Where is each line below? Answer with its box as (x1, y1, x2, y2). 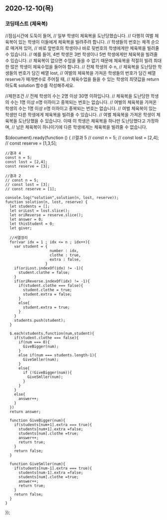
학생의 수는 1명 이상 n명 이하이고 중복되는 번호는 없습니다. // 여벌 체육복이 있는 (5, 105, 157, 111)
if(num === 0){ (18, 340, 50, 345)
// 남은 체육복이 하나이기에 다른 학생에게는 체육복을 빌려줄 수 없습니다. (11, 124, 148, 130)
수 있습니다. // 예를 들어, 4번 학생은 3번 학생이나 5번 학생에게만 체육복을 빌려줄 (5, 51, 158, 57)
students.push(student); (14, 318, 66, 323)
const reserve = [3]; (5, 164, 50, 169)
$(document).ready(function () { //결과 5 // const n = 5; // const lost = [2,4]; (5, 134, 159, 140)
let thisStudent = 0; (9, 221, 55, 226)
